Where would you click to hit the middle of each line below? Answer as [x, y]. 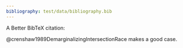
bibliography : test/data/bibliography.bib [59, 11]
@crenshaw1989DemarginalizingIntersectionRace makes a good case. [92, 39]
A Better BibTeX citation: [36, 28]
